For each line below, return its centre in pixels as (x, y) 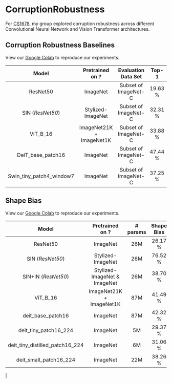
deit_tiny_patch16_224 (46, 330)
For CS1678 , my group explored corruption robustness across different (80, 24)
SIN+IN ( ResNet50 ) (46, 276)
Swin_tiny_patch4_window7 (41, 176)
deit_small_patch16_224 (46, 359)
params (137, 232)
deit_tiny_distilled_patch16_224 (46, 345)
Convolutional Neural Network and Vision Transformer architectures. (78, 29)
